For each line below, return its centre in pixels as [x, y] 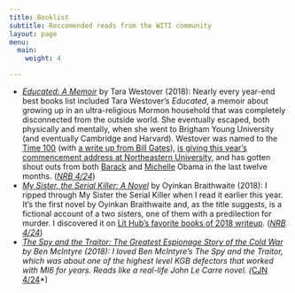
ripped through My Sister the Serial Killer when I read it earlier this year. [152, 195]
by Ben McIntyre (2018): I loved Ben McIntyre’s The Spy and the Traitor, [152, 251]
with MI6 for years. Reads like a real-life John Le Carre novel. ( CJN [145, 270]
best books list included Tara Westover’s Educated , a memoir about [145, 101]
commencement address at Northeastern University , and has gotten [146, 157]
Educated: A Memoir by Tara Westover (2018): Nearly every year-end [148, 91]
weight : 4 [43, 58]
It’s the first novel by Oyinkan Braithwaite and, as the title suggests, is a [151, 204]
